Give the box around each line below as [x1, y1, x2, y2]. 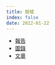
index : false [6, 14, 39, 20]
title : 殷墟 [6, 8, 34, 15]
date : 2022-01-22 [6, 20, 50, 26]
